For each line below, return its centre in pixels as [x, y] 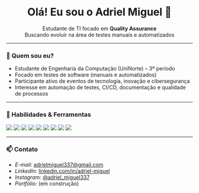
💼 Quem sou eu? [30, 56]
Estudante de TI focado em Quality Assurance [99, 28]
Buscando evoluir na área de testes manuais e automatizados [99, 34]
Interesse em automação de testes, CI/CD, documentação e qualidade [100, 88]
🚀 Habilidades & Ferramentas [49, 115]
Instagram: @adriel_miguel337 [52, 177]
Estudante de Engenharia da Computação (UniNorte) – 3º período [95, 69]
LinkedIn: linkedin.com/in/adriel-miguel [62, 171]
